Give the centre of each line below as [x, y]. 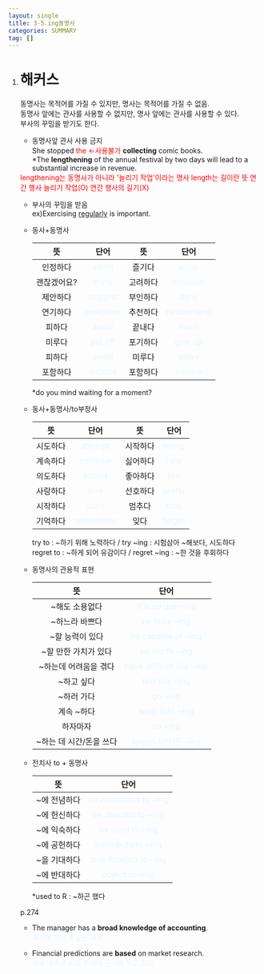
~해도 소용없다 [76, 607]
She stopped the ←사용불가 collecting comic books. [117, 151]
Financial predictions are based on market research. [118, 953]
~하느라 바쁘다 [76, 622]
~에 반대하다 [58, 875]
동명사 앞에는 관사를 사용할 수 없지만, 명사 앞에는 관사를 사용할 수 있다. [130, 114]
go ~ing [166, 697]
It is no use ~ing [166, 606]
